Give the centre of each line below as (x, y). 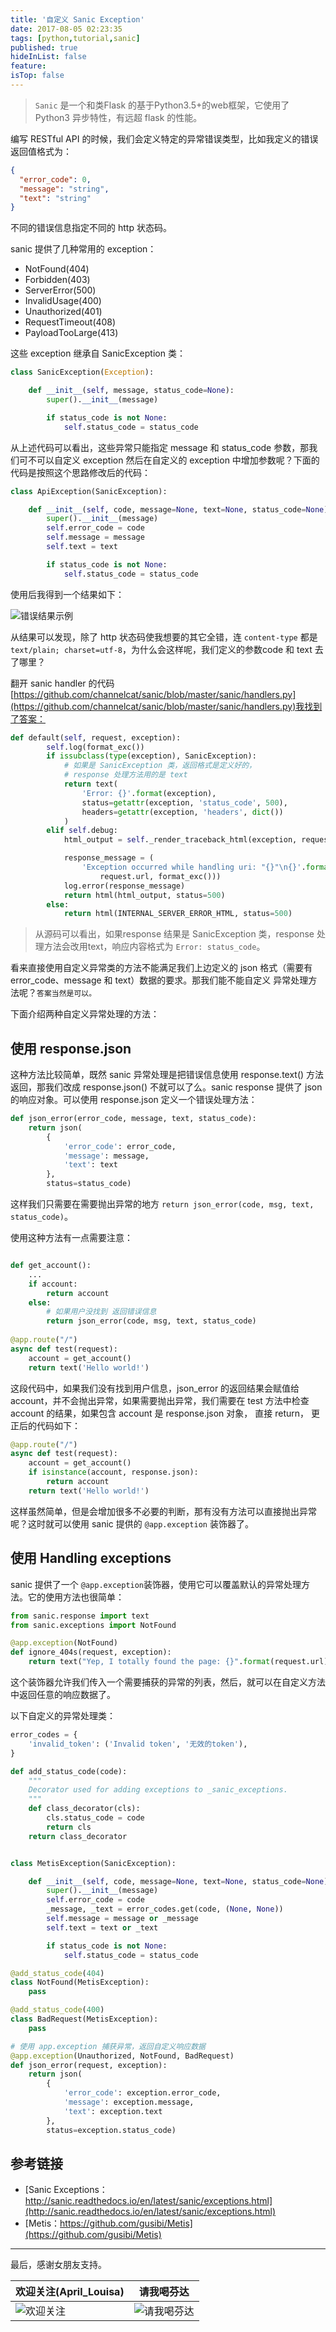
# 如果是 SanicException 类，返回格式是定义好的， (160, 766)
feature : (28, 66)
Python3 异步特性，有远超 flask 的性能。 (118, 117)
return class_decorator (78, 1836)
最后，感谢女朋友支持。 (58, 2265)
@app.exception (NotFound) (64, 1643)
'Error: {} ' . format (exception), (149, 793)
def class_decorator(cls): (84, 1809)
